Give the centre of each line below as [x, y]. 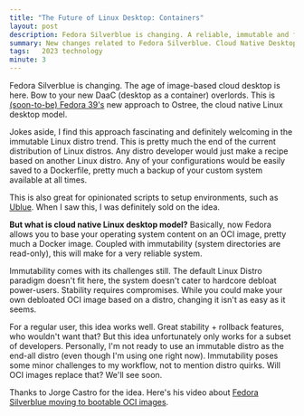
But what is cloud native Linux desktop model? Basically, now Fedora [140, 224]
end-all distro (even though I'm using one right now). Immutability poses [144, 355]
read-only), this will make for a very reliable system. [106, 253]
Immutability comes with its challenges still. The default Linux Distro [136, 271]
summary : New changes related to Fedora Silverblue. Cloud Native [137, 43]
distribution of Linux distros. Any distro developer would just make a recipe [149, 151]
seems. [23, 309]
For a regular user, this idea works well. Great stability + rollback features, [147, 327]
